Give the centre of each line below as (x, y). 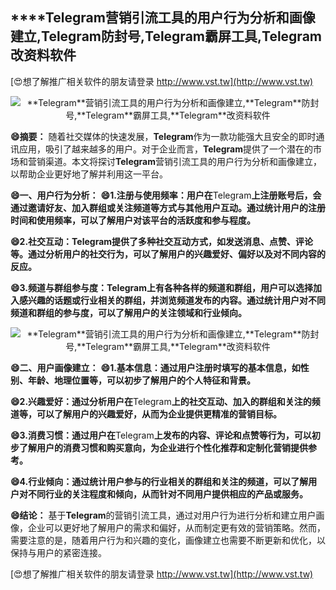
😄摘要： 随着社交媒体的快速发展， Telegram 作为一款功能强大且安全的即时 (163, 136)
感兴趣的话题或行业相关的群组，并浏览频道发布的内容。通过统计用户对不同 (172, 300)
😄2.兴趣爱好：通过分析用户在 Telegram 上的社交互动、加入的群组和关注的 (161, 401)
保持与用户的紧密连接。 (58, 552)
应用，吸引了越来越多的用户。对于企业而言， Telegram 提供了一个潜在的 (165, 149)
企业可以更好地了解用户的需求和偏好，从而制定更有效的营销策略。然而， (176, 527)
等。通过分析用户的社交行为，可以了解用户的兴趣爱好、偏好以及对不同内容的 (168, 254)
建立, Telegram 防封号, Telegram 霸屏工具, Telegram (166, 36)
